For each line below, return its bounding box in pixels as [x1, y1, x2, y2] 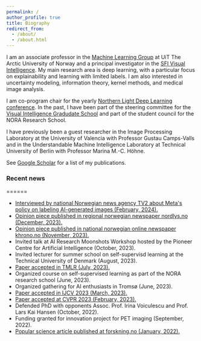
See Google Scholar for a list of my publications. [6, 159, 127, 166]
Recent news [6, 174, 45, 182]
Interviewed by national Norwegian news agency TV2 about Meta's [14, 200, 182, 207]
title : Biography [6, 20, 50, 26]
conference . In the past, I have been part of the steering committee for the [6, 104, 191, 110]
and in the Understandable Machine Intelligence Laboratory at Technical [6, 141, 186, 148]
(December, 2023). [14, 218, 63, 226]
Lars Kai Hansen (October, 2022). [14, 308, 99, 316]
